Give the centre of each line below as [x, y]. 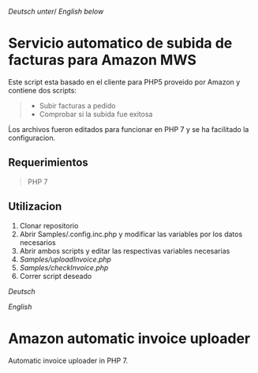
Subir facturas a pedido [77, 105]
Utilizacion [35, 207]
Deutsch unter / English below [56, 11]
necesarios [38, 242]
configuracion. [32, 138]
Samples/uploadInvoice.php [65, 259]
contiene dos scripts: [43, 90]
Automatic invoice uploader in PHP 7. [68, 360]
